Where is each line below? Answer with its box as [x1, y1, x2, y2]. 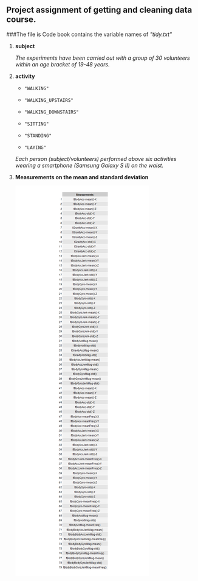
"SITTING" [24, 121, 50, 127]
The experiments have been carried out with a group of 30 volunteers [15, 54, 190, 62]
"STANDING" [24, 132, 52, 139]
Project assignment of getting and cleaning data [6, 5, 193, 15]
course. [6, 15, 36, 25]
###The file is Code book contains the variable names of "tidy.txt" [6, 30, 172, 38]
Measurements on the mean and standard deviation [15, 173, 149, 180]
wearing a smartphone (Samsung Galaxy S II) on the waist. [15, 162, 164, 169]
